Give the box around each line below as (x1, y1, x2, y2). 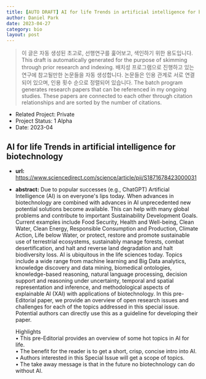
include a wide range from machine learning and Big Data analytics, (15, 257, 186, 264)
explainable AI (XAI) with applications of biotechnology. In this (15, 289, 172, 297)
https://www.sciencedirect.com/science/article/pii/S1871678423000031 (15, 174, 197, 181)
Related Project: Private (15, 111, 75, 118)
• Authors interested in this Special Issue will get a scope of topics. (15, 354, 185, 361)
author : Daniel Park (6, 15, 59, 21)
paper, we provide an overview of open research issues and (37, 296, 189, 304)
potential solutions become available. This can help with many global (15, 205, 189, 212)
